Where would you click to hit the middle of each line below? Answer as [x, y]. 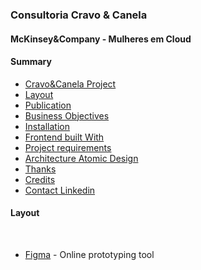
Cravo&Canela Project [70, 84]
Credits [40, 179]
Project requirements [68, 147]
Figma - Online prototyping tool [89, 254]
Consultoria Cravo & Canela [79, 15]
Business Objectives [67, 115]
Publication [48, 105]
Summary [31, 62]
